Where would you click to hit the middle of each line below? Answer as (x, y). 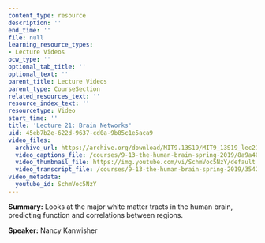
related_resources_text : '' (54, 96)
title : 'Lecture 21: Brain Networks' (70, 125)
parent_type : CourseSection (54, 89)
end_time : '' (30, 30)
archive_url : (37, 148)
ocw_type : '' (30, 60)
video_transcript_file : (54, 170)
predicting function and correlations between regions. (96, 215)
